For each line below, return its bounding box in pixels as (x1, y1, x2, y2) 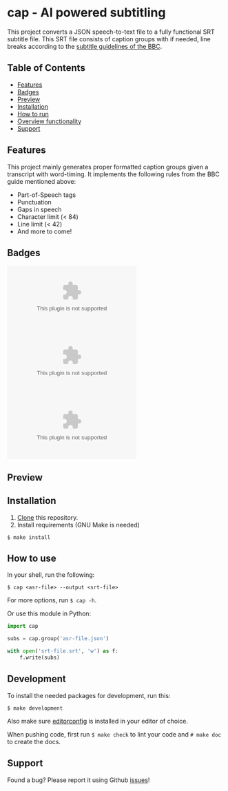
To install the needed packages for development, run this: (7, 691, 171, 699)
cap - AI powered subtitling (7, 5, 166, 21)
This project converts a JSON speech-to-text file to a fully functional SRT (7, 28, 215, 36)
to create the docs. (7, 737, 61, 746)
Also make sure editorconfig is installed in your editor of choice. (7, 717, 188, 725)
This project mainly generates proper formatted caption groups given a (7, 162, 209, 171)
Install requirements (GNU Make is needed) (17, 520, 140, 529)
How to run (17, 109, 50, 118)
